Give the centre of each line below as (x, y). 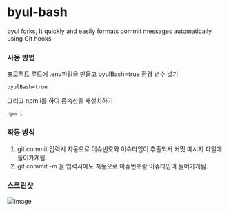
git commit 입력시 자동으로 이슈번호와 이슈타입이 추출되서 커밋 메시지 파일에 (120, 148)
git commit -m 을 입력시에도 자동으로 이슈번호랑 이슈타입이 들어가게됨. (112, 166)
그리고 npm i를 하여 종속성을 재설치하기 (60, 101)
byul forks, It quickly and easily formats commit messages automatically (110, 31)
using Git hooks (29, 38)
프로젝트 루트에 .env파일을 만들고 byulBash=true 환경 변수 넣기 (93, 74)
